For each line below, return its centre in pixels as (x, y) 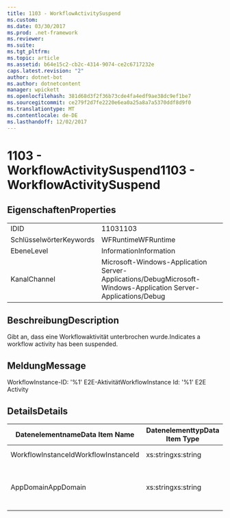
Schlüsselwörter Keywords (53, 239)
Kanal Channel (33, 279)
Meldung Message (47, 366)
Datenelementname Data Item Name (75, 434)
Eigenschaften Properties (62, 210)
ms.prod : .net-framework (42, 33)
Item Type (183, 439)
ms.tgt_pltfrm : (29, 52)
